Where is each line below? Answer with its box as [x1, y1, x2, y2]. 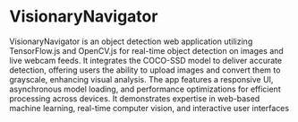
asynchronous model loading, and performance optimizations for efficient [9, 83, 281, 94]
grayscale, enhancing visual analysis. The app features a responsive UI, [9, 74, 274, 84]
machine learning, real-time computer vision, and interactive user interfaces [9, 102, 289, 113]
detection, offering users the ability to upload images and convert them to [9, 65, 281, 75]
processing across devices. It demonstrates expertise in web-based [9, 92, 260, 104]
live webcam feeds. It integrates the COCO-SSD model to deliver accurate [9, 55, 283, 65]
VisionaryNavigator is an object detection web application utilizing [9, 36, 253, 47]
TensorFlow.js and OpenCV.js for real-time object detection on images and [9, 45, 284, 56]
